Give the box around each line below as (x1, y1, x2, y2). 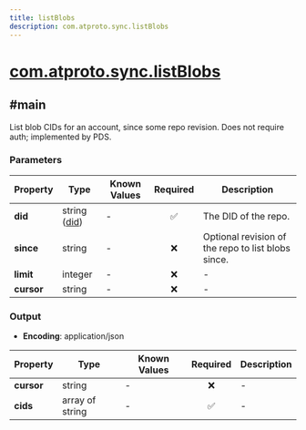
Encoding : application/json (22, 331, 125, 342)
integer (62, 268, 93, 281)
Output (9, 310, 42, 322)
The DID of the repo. (203, 210, 291, 222)
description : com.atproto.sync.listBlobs (9, 22, 169, 31)
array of (62, 394, 97, 406)
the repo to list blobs (203, 241, 291, 254)
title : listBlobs (9, 13, 76, 23)
